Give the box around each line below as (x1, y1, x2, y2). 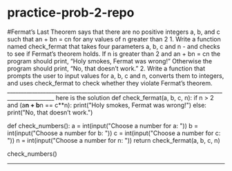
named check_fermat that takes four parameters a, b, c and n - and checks (7, 42, 220, 50)
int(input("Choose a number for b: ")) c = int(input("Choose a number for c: (7, 129, 221, 137)
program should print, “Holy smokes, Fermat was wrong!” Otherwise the (7, 57, 213, 65)
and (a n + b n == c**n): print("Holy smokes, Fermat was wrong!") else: (7, 101, 207, 109)
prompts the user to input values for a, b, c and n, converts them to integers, (7, 71, 224, 80)
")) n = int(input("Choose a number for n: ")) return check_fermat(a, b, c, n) (7, 136, 220, 144)
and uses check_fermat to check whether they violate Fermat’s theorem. (7, 79, 213, 87)
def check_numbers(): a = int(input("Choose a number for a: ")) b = (7, 121, 199, 130)
